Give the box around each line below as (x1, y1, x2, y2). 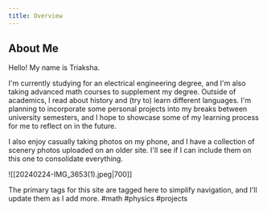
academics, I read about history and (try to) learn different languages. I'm (8, 96, 252, 105)
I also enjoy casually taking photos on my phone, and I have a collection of (8, 137, 255, 147)
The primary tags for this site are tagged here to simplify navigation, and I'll (8, 185, 257, 195)
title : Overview (8, 11, 63, 20)
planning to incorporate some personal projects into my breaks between (8, 104, 248, 114)
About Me (8, 42, 59, 56)
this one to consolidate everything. (8, 154, 123, 163)
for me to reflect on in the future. (8, 122, 117, 131)
